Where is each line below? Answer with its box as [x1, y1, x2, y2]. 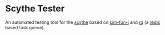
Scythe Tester [5, 3, 65, 14]
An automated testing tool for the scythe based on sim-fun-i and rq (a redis [5, 19, 160, 25]
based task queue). [5, 24, 45, 30]
